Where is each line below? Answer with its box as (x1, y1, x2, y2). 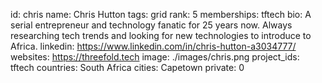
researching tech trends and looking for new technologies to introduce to (10, 30, 312, 41)
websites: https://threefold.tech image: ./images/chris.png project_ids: (10, 51, 300, 63)
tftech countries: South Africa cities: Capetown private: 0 (10, 62, 245, 73)
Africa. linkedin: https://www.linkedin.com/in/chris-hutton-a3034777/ (10, 40, 297, 52)
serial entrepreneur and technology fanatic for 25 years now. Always (10, 19, 293, 31)
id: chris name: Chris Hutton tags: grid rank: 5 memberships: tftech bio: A (10, 9, 312, 20)
